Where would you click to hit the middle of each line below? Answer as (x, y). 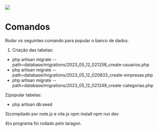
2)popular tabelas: (23, 95)
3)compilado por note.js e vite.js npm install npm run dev (62, 114)
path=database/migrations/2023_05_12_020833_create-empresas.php (82, 75)
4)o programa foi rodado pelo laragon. (43, 123)
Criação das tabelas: (33, 50)
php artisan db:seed (32, 104)
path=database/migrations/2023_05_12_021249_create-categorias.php (83, 85)
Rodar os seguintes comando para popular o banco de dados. (67, 40)
